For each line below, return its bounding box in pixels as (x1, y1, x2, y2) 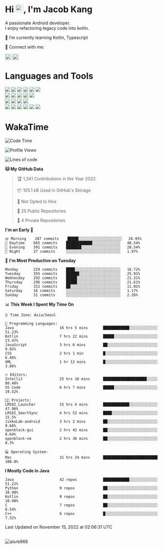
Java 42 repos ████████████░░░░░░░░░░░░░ (5, 477, 158, 482)
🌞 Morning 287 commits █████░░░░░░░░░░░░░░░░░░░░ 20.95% (5, 236, 142, 241)
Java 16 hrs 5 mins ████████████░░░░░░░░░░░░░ (5, 325, 158, 330)
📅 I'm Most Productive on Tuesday (5, 257, 76, 263)
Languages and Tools (5, 71, 93, 82)
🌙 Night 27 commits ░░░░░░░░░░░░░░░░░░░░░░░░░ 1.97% (5, 249, 138, 254)
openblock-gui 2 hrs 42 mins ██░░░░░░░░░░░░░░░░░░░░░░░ (5, 427, 158, 432)
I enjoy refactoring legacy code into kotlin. (5, 25, 90, 31)
